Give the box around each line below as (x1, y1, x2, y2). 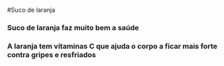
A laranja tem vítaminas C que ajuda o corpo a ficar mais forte (7, 41, 218, 51)
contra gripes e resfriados (7, 49, 96, 59)
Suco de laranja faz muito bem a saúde (7, 23, 139, 32)
